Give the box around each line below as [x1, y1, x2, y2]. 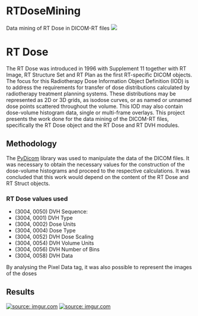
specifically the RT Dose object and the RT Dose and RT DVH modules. [6, 122, 180, 129]
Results [6, 287, 35, 297]
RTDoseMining [6, 4, 81, 18]
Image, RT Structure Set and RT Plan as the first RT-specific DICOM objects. [6, 71, 193, 78]
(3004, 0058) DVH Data [14, 252, 73, 259]
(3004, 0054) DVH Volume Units [14, 239, 94, 247]
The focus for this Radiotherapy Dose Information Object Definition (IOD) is [6, 77, 189, 84]
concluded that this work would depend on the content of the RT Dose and [6, 173, 189, 180]
